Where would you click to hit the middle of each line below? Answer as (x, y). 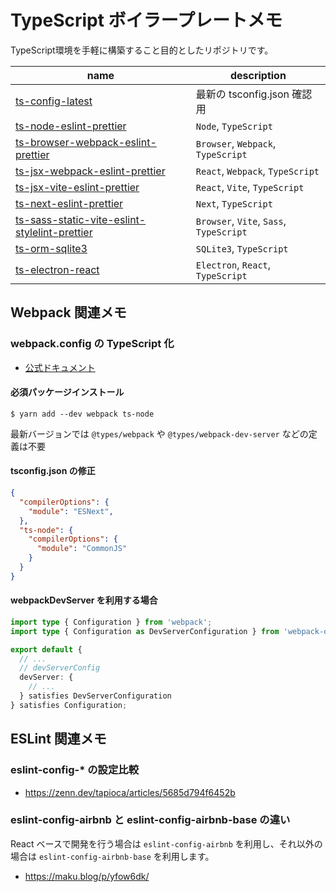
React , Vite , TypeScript (250, 187)
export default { (46, 649)
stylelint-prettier (54, 232)
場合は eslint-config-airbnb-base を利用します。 (112, 856)
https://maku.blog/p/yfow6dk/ (87, 876)
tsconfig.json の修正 (53, 471)
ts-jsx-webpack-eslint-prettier (90, 171)
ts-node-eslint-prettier (71, 126)
